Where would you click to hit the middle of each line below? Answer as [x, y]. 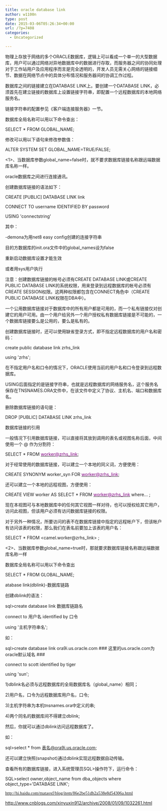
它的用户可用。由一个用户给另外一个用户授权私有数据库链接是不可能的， [83, 315]
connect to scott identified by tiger [41, 664]
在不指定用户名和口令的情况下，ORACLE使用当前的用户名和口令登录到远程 [81, 367]
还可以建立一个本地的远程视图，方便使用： [49, 485]
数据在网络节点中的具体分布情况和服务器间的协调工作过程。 [75, 75]
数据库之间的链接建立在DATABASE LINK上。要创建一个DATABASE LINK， [80, 85]
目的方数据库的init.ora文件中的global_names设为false [60, 247]
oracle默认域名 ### [25, 654]
